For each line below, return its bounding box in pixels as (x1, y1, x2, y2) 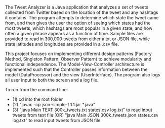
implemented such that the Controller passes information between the (5, 66, 148, 72)
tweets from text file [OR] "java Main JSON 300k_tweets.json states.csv (12, 112, 159, 118)
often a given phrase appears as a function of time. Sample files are (5, 31, 143, 36)
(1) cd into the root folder (12, 96, 63, 102)
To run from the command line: (5, 87, 68, 92)
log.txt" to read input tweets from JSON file (12, 118, 101, 123)
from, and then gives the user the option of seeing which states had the (5, 20, 151, 26)
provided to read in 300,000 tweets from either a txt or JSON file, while (5, 36, 150, 42)
